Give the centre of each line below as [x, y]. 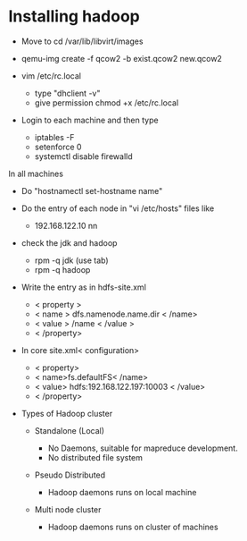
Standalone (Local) [69, 430]
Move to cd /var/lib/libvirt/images [82, 41]
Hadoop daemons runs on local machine [122, 492]
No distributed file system [95, 457]
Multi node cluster [68, 509]
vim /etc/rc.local [51, 76]
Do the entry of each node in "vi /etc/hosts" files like [118, 208]
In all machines [36, 173]
